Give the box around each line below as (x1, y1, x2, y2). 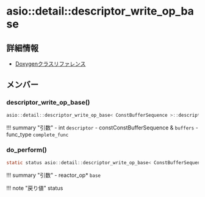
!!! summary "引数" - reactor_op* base (6, 171, 101, 179)
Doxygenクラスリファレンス (15, 60, 86, 67)
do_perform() (6, 146, 47, 154)
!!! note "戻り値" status (6, 184, 63, 192)
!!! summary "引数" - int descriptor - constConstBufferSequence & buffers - (6, 123, 198, 131)
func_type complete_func (6, 131, 69, 138)
